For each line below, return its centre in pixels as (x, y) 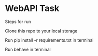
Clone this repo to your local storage (41, 31)
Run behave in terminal (28, 49)
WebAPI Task (32, 8)
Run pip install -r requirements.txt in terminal (49, 40)
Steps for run (18, 22)
